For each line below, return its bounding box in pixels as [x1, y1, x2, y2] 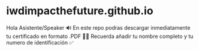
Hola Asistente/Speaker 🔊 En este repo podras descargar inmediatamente [6, 24, 191, 31]
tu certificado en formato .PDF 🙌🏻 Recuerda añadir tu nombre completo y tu [6, 33, 194, 40]
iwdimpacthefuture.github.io [6, 4, 154, 18]
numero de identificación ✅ [6, 39, 74, 46]
